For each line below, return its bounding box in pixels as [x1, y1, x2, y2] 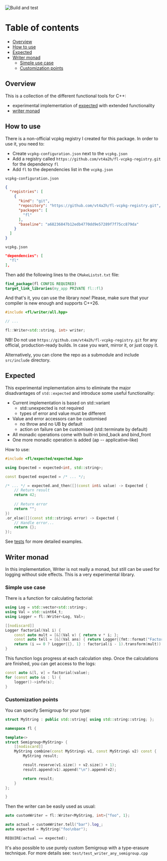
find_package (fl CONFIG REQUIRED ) [5, 281, 77, 286]
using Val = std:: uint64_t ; [5, 610, 64, 615]
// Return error [14, 502, 48, 507]
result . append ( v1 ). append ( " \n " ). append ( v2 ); [23, 767, 117, 772]
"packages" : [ [18, 207, 48, 213]
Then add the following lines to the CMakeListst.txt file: [5, 272, 120, 278]
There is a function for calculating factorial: [5, 595, 93, 601]
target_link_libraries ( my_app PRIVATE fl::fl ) [5, 286, 103, 291]
